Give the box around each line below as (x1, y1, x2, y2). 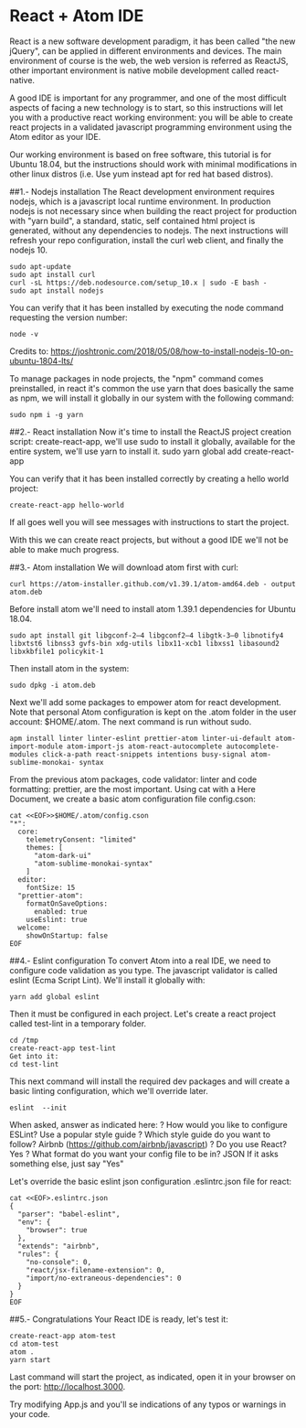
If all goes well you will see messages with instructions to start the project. (9, 516, 290, 527)
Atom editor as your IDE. (9, 131, 101, 142)
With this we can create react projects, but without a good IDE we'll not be (9, 534, 290, 545)
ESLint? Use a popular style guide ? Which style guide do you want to (9, 1129, 271, 1140)
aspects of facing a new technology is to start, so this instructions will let (9, 102, 283, 113)
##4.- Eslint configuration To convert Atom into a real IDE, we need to (9, 955, 271, 966)
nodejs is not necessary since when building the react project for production (9, 205, 297, 216)
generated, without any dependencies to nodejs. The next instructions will (9, 225, 289, 236)
